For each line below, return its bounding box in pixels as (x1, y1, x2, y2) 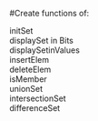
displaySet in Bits (9, 35, 74, 45)
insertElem (9, 55, 50, 65)
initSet (9, 25, 34, 35)
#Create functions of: (9, 8, 90, 18)
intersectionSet (9, 93, 66, 104)
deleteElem (9, 64, 52, 75)
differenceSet (9, 103, 61, 113)
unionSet (9, 84, 44, 94)
